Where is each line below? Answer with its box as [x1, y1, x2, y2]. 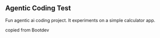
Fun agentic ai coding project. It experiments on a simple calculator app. [5, 17, 155, 23]
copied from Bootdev [5, 27, 49, 33]
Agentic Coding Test [5, 4, 71, 12]
